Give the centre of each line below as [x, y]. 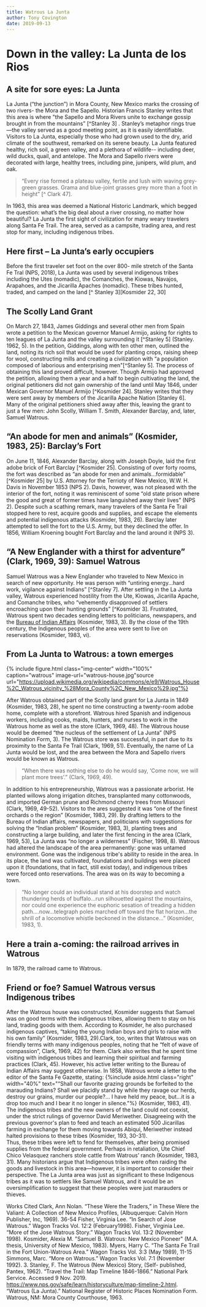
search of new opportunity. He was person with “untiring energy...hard [96, 582]
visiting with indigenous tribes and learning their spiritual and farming [94, 1057]
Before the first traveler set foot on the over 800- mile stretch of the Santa [100, 266]
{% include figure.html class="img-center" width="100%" [79, 669]
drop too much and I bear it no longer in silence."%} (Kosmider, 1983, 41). [99, 1103]
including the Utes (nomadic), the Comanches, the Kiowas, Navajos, [92, 279]
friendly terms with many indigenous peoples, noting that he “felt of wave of [102, 1045]
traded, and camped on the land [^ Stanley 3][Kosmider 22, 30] [86, 292]
